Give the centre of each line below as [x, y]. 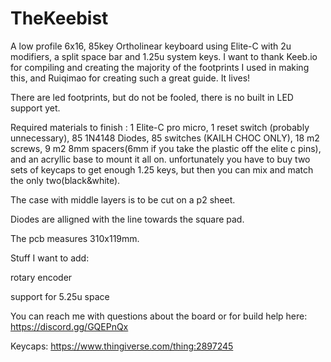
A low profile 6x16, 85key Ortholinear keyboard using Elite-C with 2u [151, 46]
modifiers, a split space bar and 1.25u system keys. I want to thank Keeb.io [164, 56]
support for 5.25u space [60, 296]
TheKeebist [59, 18]
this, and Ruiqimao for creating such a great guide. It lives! [130, 78]
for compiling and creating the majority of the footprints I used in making [160, 67]
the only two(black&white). [65, 180]
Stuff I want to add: [50, 258]
